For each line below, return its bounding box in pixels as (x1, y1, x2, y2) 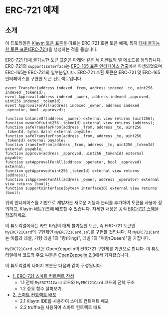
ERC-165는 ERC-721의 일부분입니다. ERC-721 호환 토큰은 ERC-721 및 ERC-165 (5, 69, 161, 75)
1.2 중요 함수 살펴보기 (19, 286, 62, 292)
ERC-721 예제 (5, 4, 59, 16)
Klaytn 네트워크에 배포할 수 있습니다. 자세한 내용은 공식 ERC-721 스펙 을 (19, 206, 159, 212)
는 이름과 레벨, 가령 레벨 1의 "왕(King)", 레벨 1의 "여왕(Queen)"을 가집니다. (5, 235, 151, 241)
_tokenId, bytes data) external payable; (5, 129, 93, 134)
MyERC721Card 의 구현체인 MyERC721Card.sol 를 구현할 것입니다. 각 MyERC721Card (5, 229, 160, 235)
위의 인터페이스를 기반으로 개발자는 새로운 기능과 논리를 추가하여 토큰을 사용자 (5, 200, 157, 205)
